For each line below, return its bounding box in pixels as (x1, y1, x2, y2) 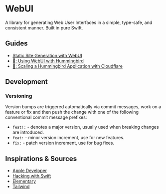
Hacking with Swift (12, 173, 51, 179)
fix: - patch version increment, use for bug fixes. (12, 140, 115, 146)
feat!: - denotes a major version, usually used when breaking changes (12, 124, 159, 130)
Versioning (5, 93, 32, 100)
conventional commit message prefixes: (5, 114, 87, 120)
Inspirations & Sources (5, 154, 77, 163)
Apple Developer (12, 168, 47, 174)
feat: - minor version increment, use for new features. (12, 135, 125, 141)
